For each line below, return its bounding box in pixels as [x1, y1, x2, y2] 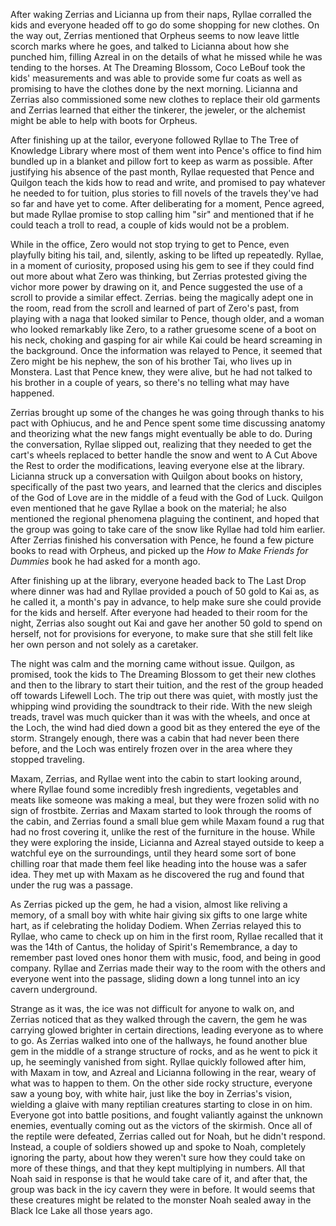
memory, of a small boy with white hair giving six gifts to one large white [10, 909, 308, 921]
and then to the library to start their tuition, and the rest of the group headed [10, 679, 324, 691]
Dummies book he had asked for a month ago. [10, 555, 201, 567]
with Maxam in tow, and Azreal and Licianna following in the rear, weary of [10, 1067, 317, 1078]
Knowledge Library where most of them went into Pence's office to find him [10, 145, 322, 156]
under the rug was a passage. [10, 879, 133, 891]
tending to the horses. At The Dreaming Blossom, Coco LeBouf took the [10, 62, 306, 73]
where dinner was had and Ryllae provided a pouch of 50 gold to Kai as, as [10, 585, 320, 597]
